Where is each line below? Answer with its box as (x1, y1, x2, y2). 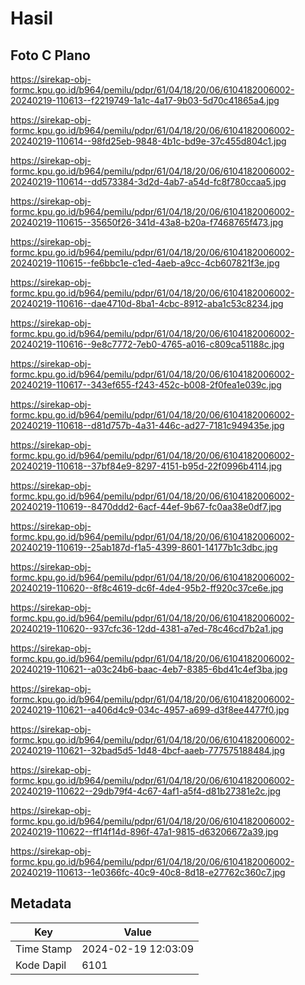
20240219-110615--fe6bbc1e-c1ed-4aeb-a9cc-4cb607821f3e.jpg (10, 257, 280, 269)
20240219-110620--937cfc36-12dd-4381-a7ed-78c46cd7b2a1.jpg (10, 623, 284, 634)
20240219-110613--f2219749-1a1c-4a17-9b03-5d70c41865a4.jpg (10, 95, 280, 106)
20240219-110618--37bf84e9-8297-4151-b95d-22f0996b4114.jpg (10, 460, 283, 472)
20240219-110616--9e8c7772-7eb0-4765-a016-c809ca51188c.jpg (10, 338, 285, 350)
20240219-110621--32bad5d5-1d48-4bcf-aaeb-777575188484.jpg (10, 745, 286, 756)
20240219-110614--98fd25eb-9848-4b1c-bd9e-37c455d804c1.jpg (10, 135, 287, 147)
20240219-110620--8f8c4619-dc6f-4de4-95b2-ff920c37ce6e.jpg (10, 582, 284, 594)
